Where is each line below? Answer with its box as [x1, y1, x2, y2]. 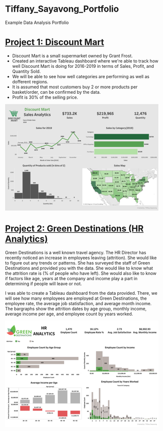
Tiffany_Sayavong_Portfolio [5, 3, 119, 15]
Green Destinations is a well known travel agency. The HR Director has [5, 249, 146, 255]
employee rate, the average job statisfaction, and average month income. [5, 300, 152, 306]
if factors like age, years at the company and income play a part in [5, 275, 138, 281]
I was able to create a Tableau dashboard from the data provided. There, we [5, 290, 158, 296]
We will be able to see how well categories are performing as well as [12, 73, 150, 79]
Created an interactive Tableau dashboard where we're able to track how [12, 58, 159, 64]
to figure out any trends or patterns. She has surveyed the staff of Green [5, 260, 150, 266]
